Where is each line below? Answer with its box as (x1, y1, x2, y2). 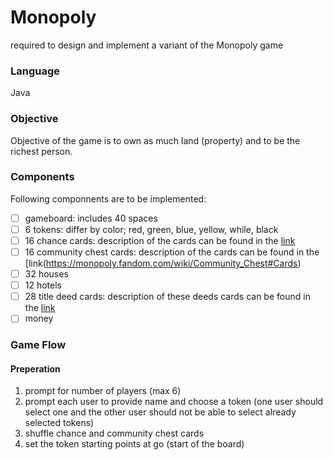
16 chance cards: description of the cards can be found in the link (24, 234, 296, 246)
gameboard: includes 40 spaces (24, 212, 158, 224)
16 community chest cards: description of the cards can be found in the (24, 246, 320, 258)
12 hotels (24, 279, 63, 291)
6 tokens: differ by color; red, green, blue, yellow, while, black (24, 223, 279, 235)
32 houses (24, 268, 69, 280)
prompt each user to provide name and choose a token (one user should (24, 396, 324, 408)
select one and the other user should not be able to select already (24, 406, 297, 418)
